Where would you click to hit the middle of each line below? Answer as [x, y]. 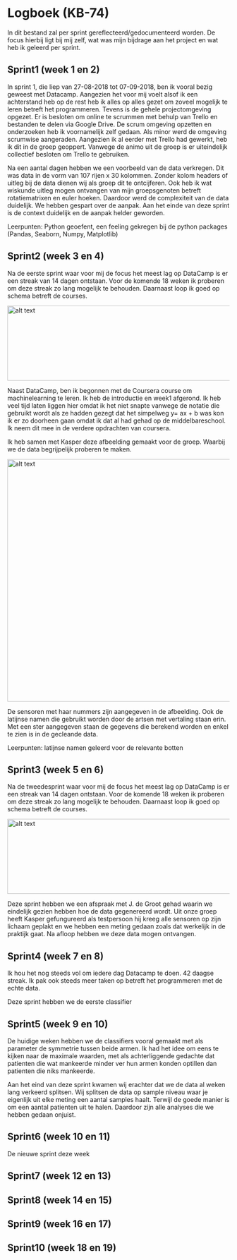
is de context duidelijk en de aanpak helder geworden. [86, 212]
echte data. [24, 988]
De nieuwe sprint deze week [49, 1153]
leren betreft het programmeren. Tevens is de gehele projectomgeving [109, 109]
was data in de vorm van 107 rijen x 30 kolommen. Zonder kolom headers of [118, 175]
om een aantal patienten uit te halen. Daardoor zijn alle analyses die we [110, 1107]
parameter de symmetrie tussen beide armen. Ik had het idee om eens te [113, 1048]
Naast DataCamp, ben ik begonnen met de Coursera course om [100, 390]
